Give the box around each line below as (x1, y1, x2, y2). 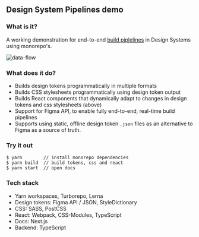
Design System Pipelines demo (6, 5, 124, 15)
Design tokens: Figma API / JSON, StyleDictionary (14, 198, 138, 206)
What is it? (6, 23, 37, 31)
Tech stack (6, 179, 39, 187)
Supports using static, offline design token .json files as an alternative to (14, 120, 193, 127)
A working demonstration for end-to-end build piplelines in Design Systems (6, 36, 191, 43)
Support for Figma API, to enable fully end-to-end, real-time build (14, 107, 175, 115)
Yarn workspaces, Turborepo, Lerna (14, 192, 103, 200)
